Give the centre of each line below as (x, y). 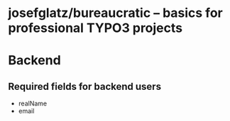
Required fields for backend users (85, 86)
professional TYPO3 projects (95, 28)
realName (33, 103)
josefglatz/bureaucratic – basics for (115, 13)
